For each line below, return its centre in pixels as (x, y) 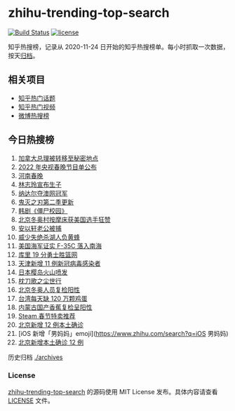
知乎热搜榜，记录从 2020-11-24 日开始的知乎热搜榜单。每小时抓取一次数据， (119, 46)
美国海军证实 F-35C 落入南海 (60, 245)
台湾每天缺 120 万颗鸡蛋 (53, 298)
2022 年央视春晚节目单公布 (58, 167)
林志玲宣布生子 (40, 184)
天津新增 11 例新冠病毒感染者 (59, 263)
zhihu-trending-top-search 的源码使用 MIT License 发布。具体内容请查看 (113, 391)
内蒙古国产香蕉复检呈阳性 (55, 307)
